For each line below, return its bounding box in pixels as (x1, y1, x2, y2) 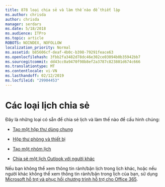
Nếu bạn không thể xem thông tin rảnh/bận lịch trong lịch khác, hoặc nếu (5, 165, 157, 171)
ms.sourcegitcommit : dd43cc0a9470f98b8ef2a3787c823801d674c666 (5, 59, 141, 64)
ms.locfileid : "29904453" (5, 78, 59, 83)
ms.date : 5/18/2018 (5, 26, 46, 31)
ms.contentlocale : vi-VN (5, 69, 57, 74)
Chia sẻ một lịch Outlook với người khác (12, 155, 95, 162)
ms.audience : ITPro (5, 31, 46, 36)
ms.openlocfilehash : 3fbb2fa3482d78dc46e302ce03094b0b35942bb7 (5, 54, 141, 60)
